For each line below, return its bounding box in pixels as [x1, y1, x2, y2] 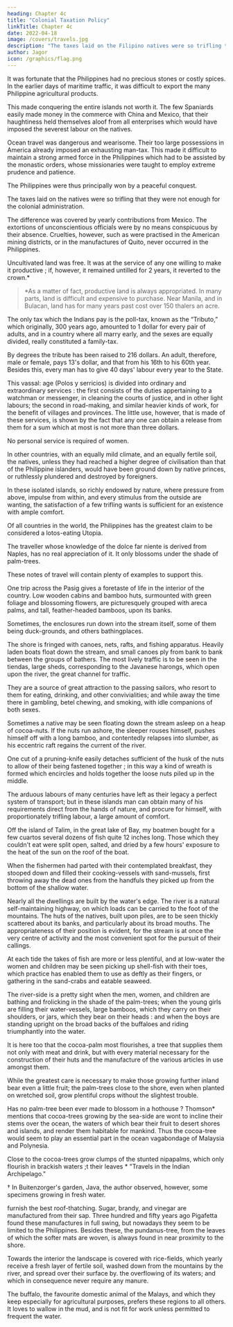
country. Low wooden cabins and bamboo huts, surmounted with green [7, 591, 212, 600]
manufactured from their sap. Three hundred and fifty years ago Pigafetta [7, 1211, 218, 1219]
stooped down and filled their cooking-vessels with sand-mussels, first [7, 868, 210, 877]
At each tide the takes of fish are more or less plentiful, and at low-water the [7, 955, 225, 963]
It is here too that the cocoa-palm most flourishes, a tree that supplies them [7, 1040, 223, 1049]
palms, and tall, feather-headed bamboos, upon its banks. [7, 606, 173, 614]
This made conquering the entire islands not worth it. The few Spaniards [7, 102, 214, 111]
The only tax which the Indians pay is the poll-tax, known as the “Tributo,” [7, 315, 218, 323]
